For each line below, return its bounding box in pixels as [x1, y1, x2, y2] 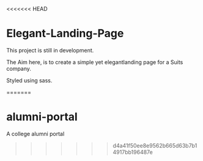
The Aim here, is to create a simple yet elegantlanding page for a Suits [6, 58, 183, 66]
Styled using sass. [6, 76, 53, 84]
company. [6, 65, 32, 72]
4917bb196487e [113, 148, 153, 156]
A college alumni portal [6, 130, 65, 137]
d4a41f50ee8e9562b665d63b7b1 [113, 141, 197, 149]
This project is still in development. [6, 46, 94, 54]
